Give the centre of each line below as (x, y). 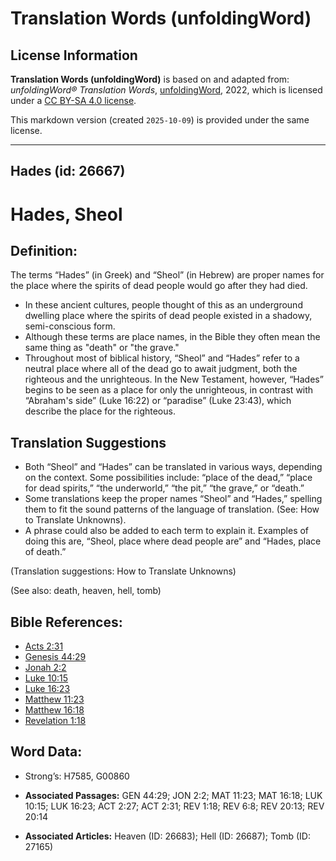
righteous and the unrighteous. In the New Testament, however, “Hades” (174, 379)
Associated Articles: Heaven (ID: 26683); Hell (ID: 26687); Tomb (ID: (168, 836)
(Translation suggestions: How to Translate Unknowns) (123, 571)
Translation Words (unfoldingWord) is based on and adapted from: (150, 79)
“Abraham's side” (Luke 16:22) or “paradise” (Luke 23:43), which (158, 401)
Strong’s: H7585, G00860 (77, 776)
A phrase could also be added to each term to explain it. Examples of (167, 531)
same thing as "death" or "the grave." (102, 348)
